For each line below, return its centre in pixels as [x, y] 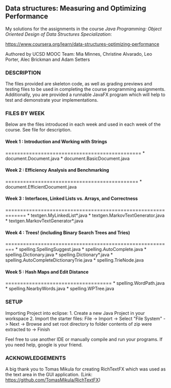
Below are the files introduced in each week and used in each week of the [83, 124]
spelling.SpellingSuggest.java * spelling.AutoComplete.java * [83, 249]
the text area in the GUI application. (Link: [49, 375]
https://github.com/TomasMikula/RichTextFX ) [53, 380]
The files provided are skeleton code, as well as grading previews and [79, 84]
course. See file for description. [39, 130]
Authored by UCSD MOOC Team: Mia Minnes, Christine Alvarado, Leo [79, 54]
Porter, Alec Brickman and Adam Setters [48, 59]
